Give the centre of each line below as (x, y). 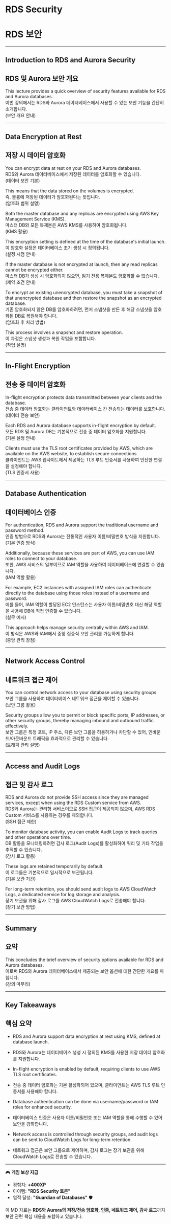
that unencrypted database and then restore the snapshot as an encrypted (83, 298)
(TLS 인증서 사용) (23, 472)
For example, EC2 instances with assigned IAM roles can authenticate (78, 587)
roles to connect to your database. (41, 558)
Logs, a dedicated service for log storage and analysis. (63, 895)
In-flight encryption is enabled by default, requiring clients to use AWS (86, 1069)
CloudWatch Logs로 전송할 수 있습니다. (52, 1156)
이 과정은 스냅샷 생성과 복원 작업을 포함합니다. (51, 338)
